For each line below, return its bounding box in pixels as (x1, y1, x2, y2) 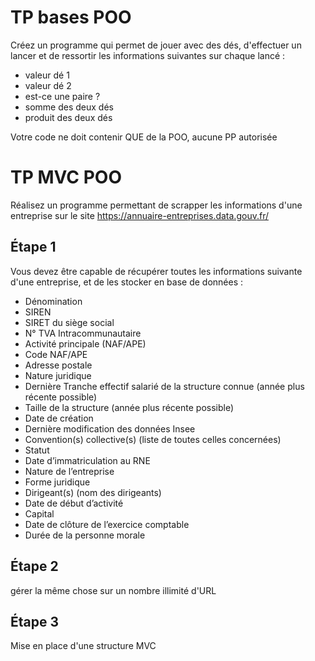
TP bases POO (10, 6, 132, 29)
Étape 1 (10, 239, 57, 256)
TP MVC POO (10, 166, 122, 189)
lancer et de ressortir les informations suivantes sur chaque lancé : (10, 49, 286, 61)
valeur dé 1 (24, 69, 70, 81)
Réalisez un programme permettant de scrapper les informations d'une (10, 199, 303, 211)
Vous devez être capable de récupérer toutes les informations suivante (10, 265, 303, 277)
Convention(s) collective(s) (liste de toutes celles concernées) (24, 433, 282, 445)
